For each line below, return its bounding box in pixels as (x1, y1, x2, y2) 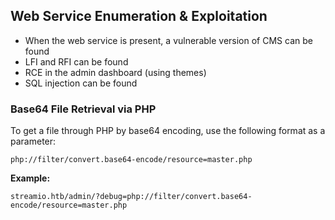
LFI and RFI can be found (24, 55, 129, 68)
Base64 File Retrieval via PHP (10, 102, 157, 116)
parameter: (10, 135, 57, 148)
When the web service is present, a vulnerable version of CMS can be (24, 34, 313, 46)
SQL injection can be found (24, 77, 138, 89)
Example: (10, 172, 51, 184)
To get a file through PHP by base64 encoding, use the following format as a (10, 125, 326, 137)
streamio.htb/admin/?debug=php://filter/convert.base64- (10, 192, 253, 202)
